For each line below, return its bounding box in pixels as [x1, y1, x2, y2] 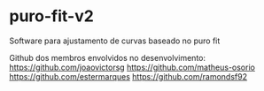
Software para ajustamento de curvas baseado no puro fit [9, 35, 221, 46]
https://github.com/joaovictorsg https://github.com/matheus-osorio [9, 62, 255, 72]
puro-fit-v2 [9, 6, 95, 27]
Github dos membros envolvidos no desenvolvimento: [9, 52, 206, 63]
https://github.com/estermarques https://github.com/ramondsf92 [9, 71, 248, 81]
